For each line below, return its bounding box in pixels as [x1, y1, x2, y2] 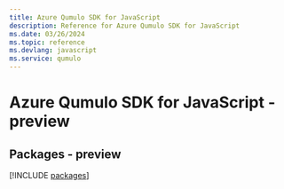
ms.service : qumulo [9, 54, 82, 63]
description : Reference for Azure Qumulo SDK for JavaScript [9, 21, 241, 30]
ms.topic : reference [9, 37, 86, 47]
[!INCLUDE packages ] [9, 170, 90, 180]
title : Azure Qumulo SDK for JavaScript [9, 12, 162, 22]
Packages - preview [9, 146, 122, 161]
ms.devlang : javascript [9, 46, 98, 55]
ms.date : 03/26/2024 [9, 29, 86, 38]
